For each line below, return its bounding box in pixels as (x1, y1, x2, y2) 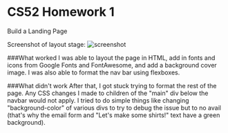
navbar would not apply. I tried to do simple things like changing (7, 96, 189, 104)
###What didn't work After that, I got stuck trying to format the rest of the (7, 81, 217, 90)
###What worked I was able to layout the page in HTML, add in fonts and (7, 53, 216, 62)
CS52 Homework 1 (7, 4, 115, 20)
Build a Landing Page (7, 27, 68, 35)
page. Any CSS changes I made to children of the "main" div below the (7, 89, 209, 97)
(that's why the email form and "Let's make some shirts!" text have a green (7, 111, 220, 119)
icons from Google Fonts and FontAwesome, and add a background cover (7, 61, 218, 69)
